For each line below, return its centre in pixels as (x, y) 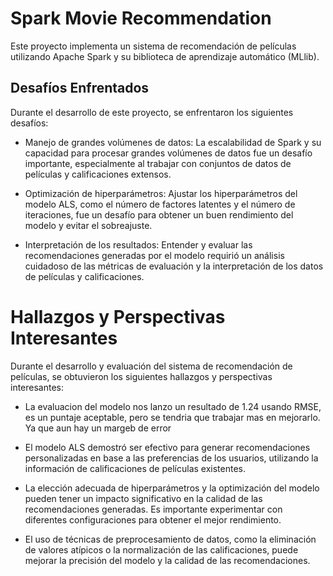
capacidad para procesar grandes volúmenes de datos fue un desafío (168, 153)
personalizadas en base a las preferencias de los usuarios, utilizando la (171, 458)
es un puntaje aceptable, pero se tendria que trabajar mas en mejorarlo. (172, 417)
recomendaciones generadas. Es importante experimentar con (153, 509)
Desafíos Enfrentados (80, 88)
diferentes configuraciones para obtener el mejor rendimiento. (153, 519)
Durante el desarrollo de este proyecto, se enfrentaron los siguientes (152, 112)
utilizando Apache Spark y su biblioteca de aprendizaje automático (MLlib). (165, 56)
